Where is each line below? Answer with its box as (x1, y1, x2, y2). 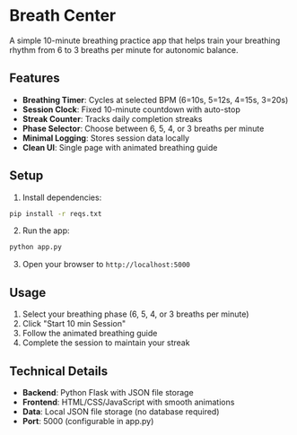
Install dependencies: (22, 192, 102, 203)
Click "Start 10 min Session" (22, 318, 127, 329)
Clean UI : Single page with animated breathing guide (22, 142, 218, 152)
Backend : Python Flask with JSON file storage (22, 387, 195, 397)
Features (9, 71, 60, 86)
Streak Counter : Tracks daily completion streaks (22, 113, 203, 124)
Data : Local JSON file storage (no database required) (22, 405, 220, 417)
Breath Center (9, 5, 117, 26)
